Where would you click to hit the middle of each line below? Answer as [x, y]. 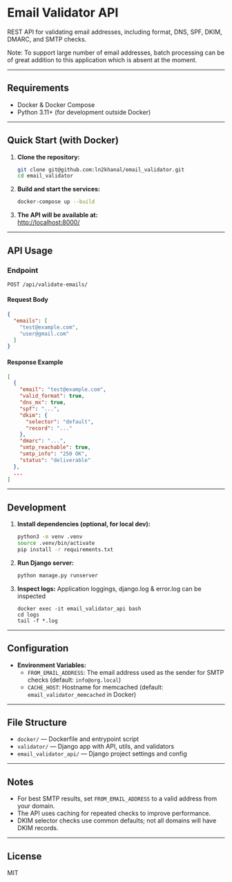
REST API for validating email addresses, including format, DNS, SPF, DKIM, [115, 32]
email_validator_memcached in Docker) [82, 694]
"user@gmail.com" [45, 334]
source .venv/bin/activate [56, 544]
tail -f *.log [37, 621]
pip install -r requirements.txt [65, 549]
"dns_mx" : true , [43, 403]
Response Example [35, 362]
